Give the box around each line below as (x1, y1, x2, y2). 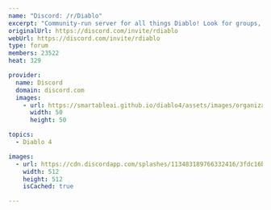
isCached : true (23, 183, 74, 191)
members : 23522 (8, 49, 60, 57)
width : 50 (29, 109, 63, 117)
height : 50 (29, 116, 67, 125)
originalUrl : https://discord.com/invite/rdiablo (8, 27, 179, 35)
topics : (8, 130, 35, 139)
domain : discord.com (15, 86, 85, 94)
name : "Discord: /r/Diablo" (8, 11, 103, 20)
